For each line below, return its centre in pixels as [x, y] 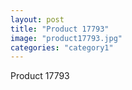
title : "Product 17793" [60, 29]
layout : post [37, 19]
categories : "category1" [62, 47]
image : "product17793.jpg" [66, 38]
